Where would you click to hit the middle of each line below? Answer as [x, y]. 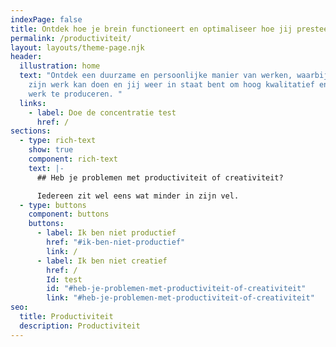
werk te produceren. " [75, 94]
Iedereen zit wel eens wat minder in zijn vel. [138, 196]
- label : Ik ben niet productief [106, 233]
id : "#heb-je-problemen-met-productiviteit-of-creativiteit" [176, 289]
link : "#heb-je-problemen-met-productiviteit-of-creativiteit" [180, 298]
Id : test [64, 279]
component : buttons [69, 214]
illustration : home [60, 66]
